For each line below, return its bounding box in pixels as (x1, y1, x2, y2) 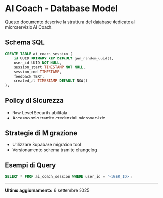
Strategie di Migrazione (5, 129, 78, 137)
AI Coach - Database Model (5, 3, 118, 14)
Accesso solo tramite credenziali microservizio (12, 115, 106, 120)
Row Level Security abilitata (12, 109, 68, 115)
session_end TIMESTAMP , (14, 69, 62, 75)
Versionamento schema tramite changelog (12, 147, 97, 153)
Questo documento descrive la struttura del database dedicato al (5, 19, 135, 25)
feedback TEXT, (14, 74, 45, 79)
